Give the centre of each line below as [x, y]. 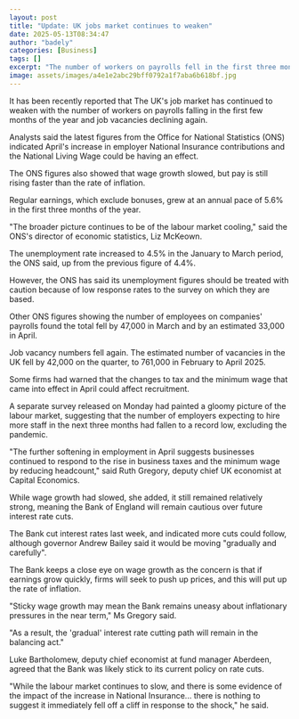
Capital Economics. [44, 480]
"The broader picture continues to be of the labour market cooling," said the [148, 226]
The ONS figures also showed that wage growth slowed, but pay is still [139, 173]
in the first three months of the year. [75, 209]
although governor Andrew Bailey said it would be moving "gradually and [143, 543]
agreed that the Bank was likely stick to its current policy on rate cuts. [137, 668]
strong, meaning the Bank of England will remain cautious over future [136, 507]
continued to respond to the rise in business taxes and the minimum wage [145, 461]
